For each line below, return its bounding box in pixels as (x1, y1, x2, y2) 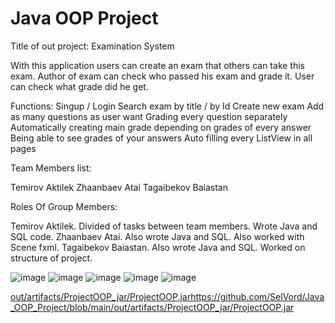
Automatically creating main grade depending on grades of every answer (10, 121, 312, 133)
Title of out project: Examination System (10, 40, 175, 52)
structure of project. (10, 252, 93, 264)
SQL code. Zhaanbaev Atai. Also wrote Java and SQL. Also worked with (10, 230, 305, 242)
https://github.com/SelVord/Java (190, 290, 325, 302)
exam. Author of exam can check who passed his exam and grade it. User (10, 70, 315, 82)
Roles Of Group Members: (10, 200, 118, 212)
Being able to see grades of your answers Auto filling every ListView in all (10, 132, 313, 144)
